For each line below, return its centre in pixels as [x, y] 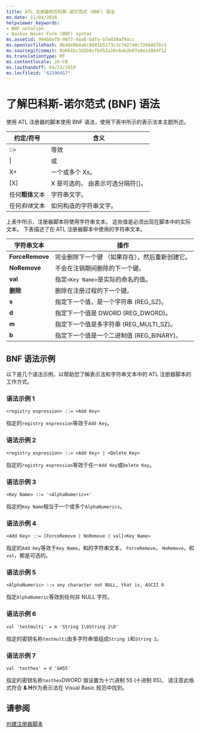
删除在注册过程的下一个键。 [94, 291]
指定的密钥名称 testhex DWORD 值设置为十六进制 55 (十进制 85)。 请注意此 [98, 680]
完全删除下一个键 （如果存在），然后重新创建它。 [123, 257]
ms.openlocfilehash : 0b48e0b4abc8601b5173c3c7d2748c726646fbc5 [87, 45]
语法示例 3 [21, 482]
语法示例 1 [21, 398]
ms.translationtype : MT [36, 56]
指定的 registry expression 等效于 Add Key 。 [59, 423]
